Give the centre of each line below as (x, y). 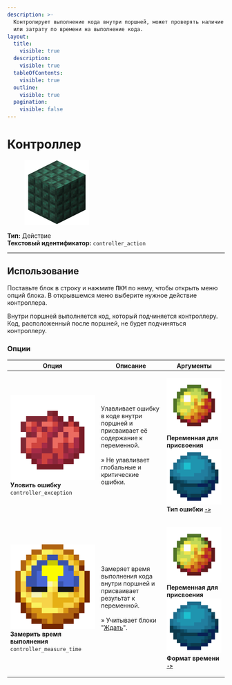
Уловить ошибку (36, 485)
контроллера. (27, 302)
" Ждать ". (114, 628)
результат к (118, 599)
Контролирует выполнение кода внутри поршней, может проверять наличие (119, 22)
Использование (43, 271)
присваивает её (124, 431)
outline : (26, 87)
